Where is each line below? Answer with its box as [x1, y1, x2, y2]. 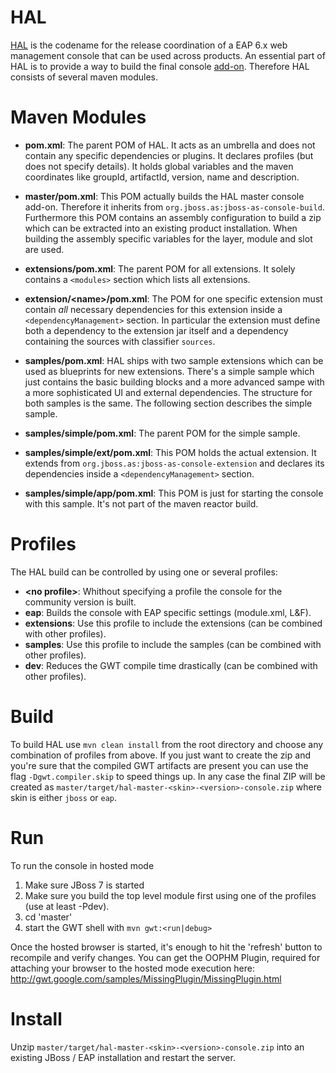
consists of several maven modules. [10, 71, 158, 83]
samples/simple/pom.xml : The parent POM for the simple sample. [24, 427, 301, 439]
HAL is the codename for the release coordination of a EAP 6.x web [10, 39, 288, 51]
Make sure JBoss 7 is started [24, 879, 145, 891]
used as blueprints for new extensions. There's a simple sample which [24, 365, 315, 377]
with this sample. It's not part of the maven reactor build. [24, 497, 259, 510]
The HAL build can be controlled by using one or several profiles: [10, 566, 278, 578]
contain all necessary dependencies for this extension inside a [24, 303, 283, 315]
